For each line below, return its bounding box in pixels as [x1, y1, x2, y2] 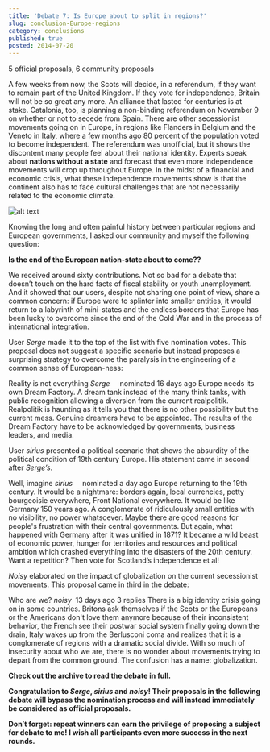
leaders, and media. [8, 430, 74, 440]
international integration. [8, 322, 90, 331]
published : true [8, 34, 63, 43]
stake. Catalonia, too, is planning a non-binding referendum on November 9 [8, 106, 260, 115]
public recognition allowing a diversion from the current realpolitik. [8, 396, 229, 405]
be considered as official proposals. [8, 704, 131, 713]
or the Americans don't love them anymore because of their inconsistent [8, 613, 249, 622]
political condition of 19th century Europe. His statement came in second [8, 455, 250, 464]
